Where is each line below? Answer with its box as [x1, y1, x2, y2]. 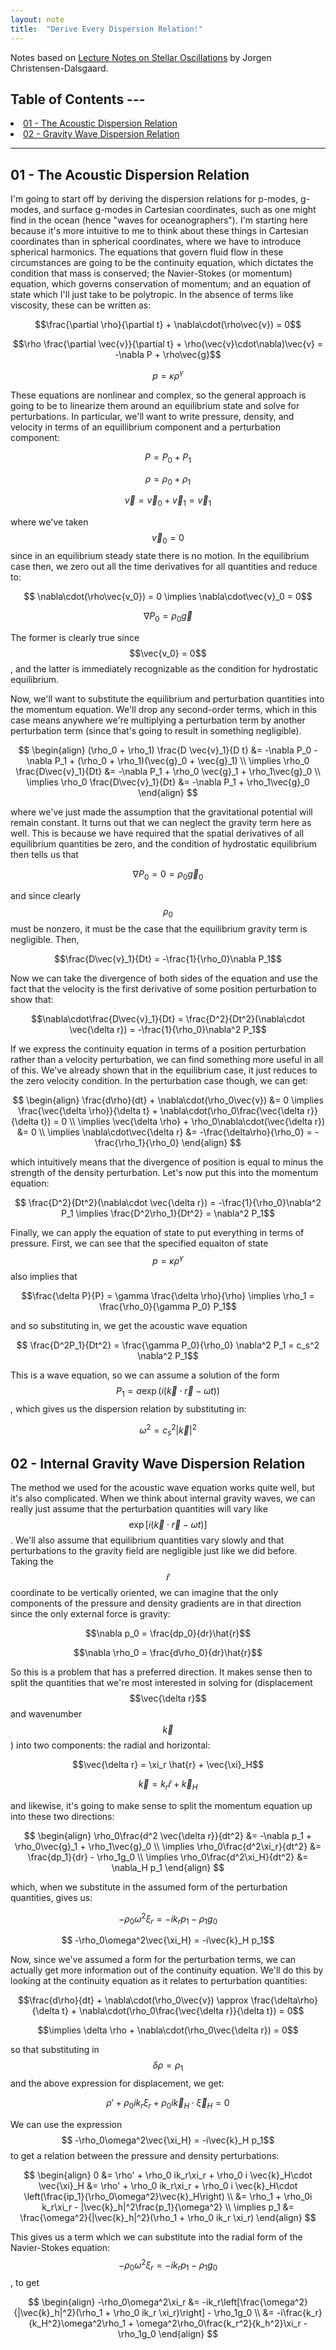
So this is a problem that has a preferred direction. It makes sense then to [10, 1666, 313, 1678]
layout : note [10, 14, 65, 25]
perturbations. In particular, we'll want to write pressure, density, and [10, 410, 295, 422]
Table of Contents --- [10, 91, 146, 108]
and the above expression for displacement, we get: [10, 2077, 225, 2090]
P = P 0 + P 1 [144, 451, 192, 465]
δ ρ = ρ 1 [152, 2059, 184, 2074]
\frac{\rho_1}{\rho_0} [94, 1137, 180, 1149]
